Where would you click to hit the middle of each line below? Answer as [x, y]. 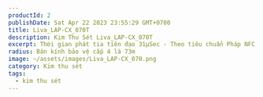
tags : [17, 74]
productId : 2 [30, 15]
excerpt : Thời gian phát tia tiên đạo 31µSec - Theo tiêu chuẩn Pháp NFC [132, 45]
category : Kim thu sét [45, 66]
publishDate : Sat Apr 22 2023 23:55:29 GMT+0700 [89, 23]
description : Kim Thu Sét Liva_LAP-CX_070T [81, 37]
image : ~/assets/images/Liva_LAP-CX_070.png [82, 59]
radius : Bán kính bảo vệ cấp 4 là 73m [72, 52]
